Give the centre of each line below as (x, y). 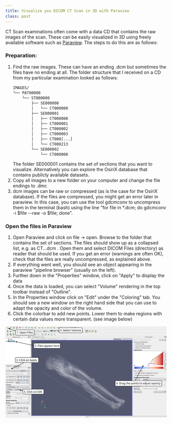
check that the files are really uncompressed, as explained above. (82, 259)
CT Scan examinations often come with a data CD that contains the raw (81, 31)
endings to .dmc (30, 186)
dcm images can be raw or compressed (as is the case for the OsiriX (85, 191)
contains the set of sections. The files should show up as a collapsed (85, 243)
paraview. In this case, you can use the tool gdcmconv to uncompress (86, 202)
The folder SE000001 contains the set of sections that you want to (82, 164)
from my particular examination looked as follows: (65, 77)
